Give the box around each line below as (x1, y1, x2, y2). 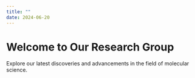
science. (6, 67, 28, 74)
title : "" (6, 8, 31, 15)
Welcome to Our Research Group (6, 40, 174, 54)
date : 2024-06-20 (6, 14, 50, 20)
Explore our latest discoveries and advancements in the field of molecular (6, 60, 190, 67)
